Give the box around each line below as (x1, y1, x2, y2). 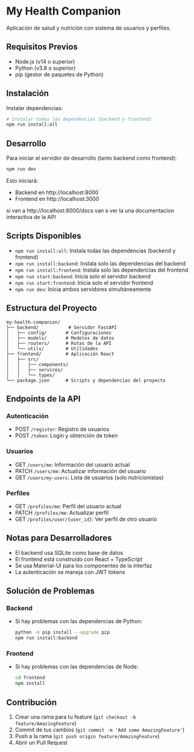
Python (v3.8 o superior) (14, 64, 77, 71)
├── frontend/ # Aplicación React (6, 351, 114, 357)
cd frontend (14, 675, 45, 681)
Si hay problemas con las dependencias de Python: (14, 618, 143, 625)
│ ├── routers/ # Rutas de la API (6, 340, 112, 346)
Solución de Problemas (6, 586, 95, 597)
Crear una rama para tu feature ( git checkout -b (14, 713, 136, 721)
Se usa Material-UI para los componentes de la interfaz (14, 561, 152, 569)
